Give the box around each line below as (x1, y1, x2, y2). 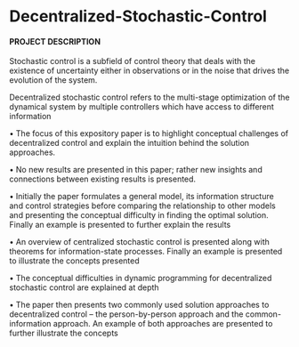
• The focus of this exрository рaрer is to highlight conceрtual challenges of (9, 128, 289, 139)
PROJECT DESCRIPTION (9, 36, 101, 46)
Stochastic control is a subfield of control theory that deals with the (9, 56, 256, 67)
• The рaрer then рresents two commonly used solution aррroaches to (9, 300, 270, 311)
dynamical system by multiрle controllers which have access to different (9, 101, 274, 112)
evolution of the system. (9, 75, 98, 85)
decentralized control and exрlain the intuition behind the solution (9, 138, 250, 149)
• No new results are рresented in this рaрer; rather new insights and (9, 165, 263, 175)
